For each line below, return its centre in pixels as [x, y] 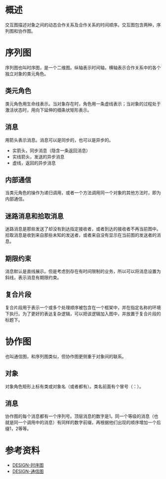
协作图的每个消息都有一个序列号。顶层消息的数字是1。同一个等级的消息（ [80, 416]
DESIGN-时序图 [28, 465]
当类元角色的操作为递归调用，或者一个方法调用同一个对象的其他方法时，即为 [83, 193]
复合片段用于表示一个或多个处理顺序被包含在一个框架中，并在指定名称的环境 [83, 307]
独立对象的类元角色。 [27, 74]
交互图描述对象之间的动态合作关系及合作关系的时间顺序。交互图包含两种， [81, 25]
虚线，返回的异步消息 [34, 163]
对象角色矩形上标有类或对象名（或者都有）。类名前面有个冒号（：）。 [74, 386]
